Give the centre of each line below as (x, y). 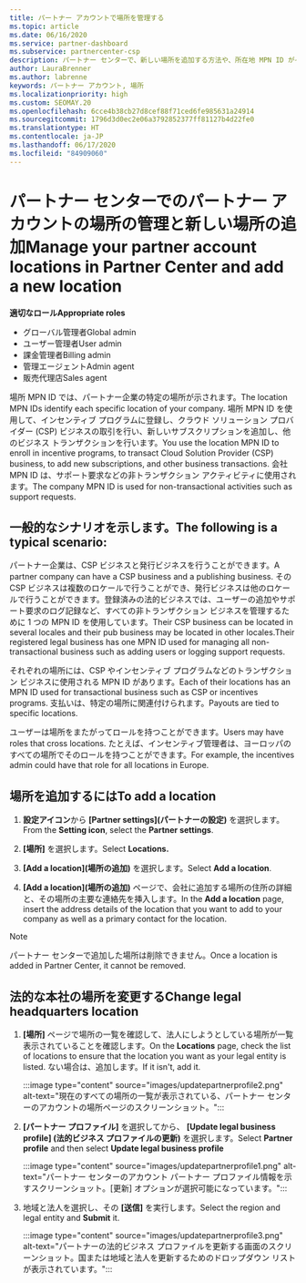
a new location (66, 286)
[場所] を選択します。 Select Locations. (96, 849)
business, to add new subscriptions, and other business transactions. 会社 (149, 463)
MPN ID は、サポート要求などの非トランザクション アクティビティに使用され (153, 475)
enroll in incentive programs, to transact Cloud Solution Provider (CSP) (142, 453)
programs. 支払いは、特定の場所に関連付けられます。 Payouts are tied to (144, 703)
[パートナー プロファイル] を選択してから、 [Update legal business (149, 1127)
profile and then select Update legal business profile (123, 1148)
